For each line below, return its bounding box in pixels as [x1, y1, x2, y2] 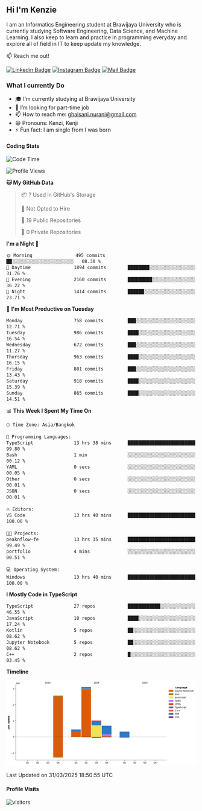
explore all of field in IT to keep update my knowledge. [6, 40, 142, 47]
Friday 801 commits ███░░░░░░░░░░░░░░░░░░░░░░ [6, 366, 196, 372]
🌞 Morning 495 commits [6, 253, 106, 259]
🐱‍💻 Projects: [6, 530, 39, 536]
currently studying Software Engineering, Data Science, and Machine [6, 27, 178, 34]
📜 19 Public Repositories [21, 217, 81, 224]
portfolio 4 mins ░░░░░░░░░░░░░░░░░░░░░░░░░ [6, 549, 196, 555]
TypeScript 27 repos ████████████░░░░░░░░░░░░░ [6, 603, 196, 609]
